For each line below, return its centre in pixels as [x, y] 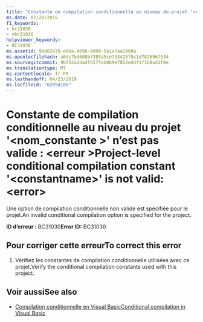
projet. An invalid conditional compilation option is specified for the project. [99, 214]
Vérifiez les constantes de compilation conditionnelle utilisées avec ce [102, 260]
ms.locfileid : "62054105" [39, 85]
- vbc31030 [20, 34]
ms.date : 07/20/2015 [32, 18]
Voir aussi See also [42, 292]
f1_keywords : [23, 23]
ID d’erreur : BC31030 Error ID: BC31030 [56, 227]
